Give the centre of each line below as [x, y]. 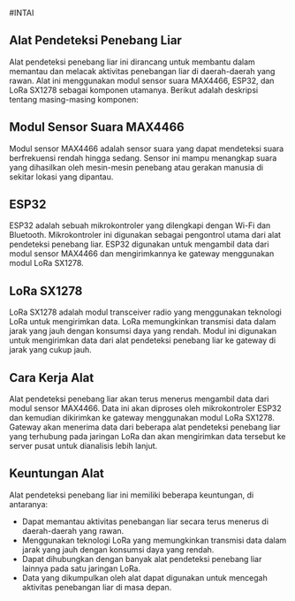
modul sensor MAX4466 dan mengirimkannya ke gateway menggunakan [142, 254]
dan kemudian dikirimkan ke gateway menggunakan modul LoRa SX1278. [142, 418]
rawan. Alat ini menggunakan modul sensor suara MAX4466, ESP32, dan [142, 80]
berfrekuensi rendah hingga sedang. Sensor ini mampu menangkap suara [143, 157]
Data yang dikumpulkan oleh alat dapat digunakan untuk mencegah [144, 577]
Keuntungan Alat [57, 473]
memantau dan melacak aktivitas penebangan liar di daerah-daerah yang [142, 71]
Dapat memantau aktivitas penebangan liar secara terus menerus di [145, 521]
